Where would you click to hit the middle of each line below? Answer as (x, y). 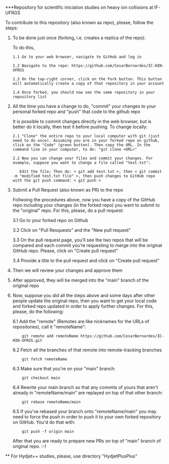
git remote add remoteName (50, 336)
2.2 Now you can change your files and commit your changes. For (82, 158)
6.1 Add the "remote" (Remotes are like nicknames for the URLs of (81, 321)
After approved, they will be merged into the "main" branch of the (80, 280)
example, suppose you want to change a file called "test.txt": (81, 163)
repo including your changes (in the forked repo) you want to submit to (86, 205)
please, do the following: (38, 312)
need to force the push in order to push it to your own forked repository (87, 417)
